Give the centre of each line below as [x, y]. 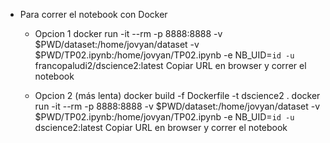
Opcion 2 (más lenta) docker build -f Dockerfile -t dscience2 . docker [177, 95]
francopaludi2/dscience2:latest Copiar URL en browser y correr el [170, 65]
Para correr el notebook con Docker [93, 14]
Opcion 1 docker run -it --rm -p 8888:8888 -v [128, 33]
